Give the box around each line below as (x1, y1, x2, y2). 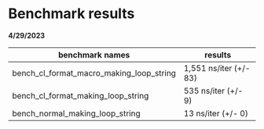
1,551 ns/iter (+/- (183, 62, 251, 73)
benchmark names (57, 49, 130, 60)
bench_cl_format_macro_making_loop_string (12, 68, 177, 79)
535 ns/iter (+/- (183, 85, 244, 96)
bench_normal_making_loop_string (12, 108, 141, 119)
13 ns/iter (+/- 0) (183, 108, 249, 119)
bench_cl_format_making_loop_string (12, 90, 149, 101)
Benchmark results (8, 5, 135, 23)
